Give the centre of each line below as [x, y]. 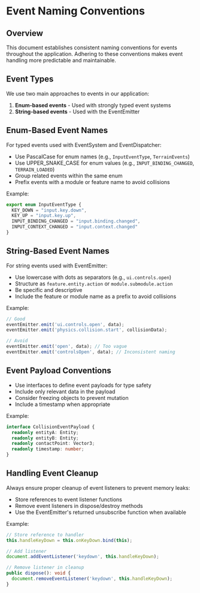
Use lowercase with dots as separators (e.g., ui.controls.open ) [93, 277]
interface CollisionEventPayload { [51, 427]
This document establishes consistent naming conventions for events [92, 47]
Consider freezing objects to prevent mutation [72, 398]
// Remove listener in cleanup [45, 568]
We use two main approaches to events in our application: [78, 94]
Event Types [30, 79]
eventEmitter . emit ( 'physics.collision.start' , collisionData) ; [87, 330]
